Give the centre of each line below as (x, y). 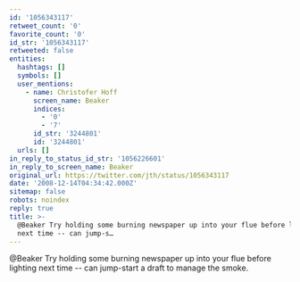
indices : (49, 109)
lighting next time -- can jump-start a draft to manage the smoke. (129, 268)
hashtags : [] (42, 68)
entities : (28, 59)
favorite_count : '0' (48, 34)
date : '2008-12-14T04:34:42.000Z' (74, 184)
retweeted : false (42, 51)
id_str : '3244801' (67, 134)
